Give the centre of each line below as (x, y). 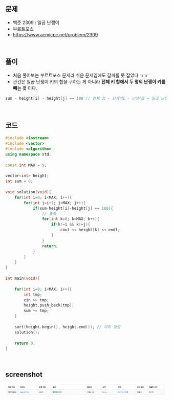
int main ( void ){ (23, 279)
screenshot (24, 374)
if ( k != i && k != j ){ (71, 225)
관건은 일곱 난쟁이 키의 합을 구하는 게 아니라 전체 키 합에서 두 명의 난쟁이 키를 (89, 81)
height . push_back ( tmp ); (49, 305)
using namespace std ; (28, 154)
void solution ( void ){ (28, 192)
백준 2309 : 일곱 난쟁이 (36, 23)
